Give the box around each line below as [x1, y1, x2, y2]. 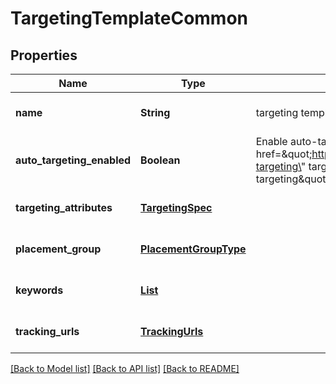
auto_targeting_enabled [15, 153, 132, 167]
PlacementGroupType [140, 242, 247, 256]
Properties [10, 47, 78, 64]
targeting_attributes [15, 201, 113, 214]
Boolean [140, 153, 181, 167]
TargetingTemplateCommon [10, 7, 249, 30]
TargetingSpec [140, 201, 213, 214]
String [140, 106, 171, 119]
